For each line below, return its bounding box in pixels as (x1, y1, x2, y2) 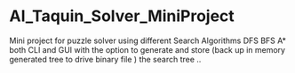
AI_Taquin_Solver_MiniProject (9, 6, 235, 26)
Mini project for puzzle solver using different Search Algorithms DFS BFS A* (9, 35, 287, 46)
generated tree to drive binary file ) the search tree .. (9, 54, 202, 64)
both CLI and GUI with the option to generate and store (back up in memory (9, 44, 286, 55)
